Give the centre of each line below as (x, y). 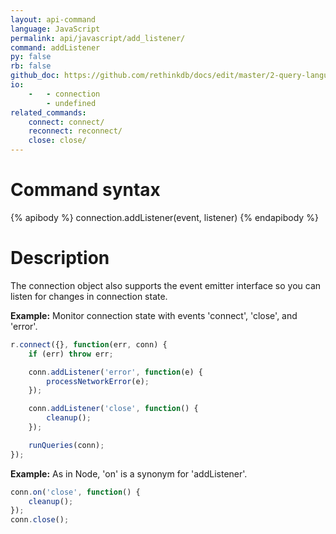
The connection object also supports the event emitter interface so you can (166, 285)
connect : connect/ (66, 122)
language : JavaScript (55, 29)
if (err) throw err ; (71, 354)
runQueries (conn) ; (66, 445)
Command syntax (85, 190)
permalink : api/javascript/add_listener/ (98, 38)
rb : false (31, 66)
